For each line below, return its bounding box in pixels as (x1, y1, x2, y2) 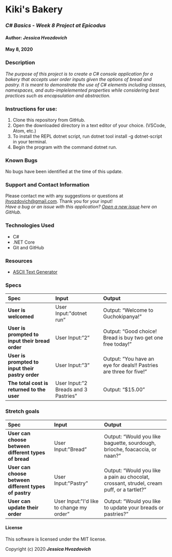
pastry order (8, 371, 39, 378)
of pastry (8, 489, 31, 496)
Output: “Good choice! (103, 328, 157, 335)
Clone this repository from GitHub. (12, 117, 85, 123)
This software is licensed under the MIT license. (5, 536, 106, 542)
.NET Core (12, 239, 35, 245)
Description (5, 59, 35, 66)
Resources (5, 257, 33, 264)
